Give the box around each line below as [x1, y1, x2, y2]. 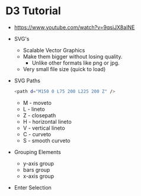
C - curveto [23, 130, 52, 137]
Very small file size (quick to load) [23, 65, 106, 72]
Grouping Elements [14, 148, 62, 155]
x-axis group [23, 172, 55, 179]
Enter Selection [14, 184, 52, 191]
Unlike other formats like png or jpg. [31, 59, 120, 66]
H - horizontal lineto [23, 118, 72, 125]
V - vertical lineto [23, 124, 66, 131]
